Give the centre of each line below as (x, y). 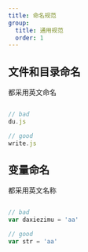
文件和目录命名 (44, 72)
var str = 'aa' (33, 242)
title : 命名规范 (32, 15)
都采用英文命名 (32, 93)
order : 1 (29, 38)
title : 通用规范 (40, 30)
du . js (17, 121)
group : (19, 23)
